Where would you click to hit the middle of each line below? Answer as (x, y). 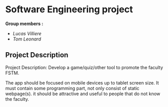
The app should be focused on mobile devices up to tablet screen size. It (82, 82)
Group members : (24, 24)
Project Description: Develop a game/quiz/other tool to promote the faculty (84, 67)
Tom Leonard (27, 39)
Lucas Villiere (27, 33)
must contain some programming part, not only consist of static (72, 88)
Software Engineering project (69, 9)
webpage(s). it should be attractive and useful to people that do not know (83, 94)
